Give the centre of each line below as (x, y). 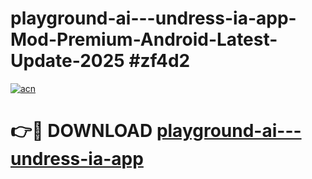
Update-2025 (67, 61)
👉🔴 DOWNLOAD (81, 131)
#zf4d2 (159, 61)
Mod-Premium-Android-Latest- (144, 39)
